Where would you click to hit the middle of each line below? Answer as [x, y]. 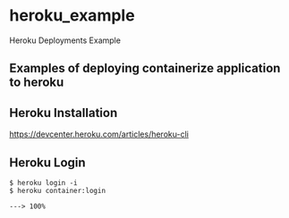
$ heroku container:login [57, 190]
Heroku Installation [64, 113]
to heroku [37, 83]
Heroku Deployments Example [65, 40]
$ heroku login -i [43, 183]
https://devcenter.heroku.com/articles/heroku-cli [99, 134]
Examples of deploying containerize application [145, 68]
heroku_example [72, 16]
